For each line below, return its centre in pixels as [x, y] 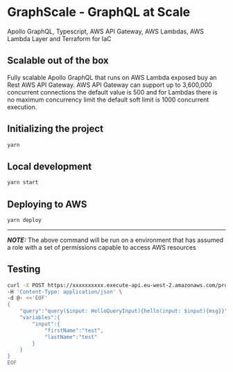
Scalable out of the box [58, 61]
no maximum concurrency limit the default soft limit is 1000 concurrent [108, 99]
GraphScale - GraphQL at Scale [99, 12]
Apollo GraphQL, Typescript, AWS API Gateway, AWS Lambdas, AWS [106, 31]
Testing [24, 269]
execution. [22, 107]
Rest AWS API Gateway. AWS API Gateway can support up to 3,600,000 [110, 85]
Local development [50, 167]
